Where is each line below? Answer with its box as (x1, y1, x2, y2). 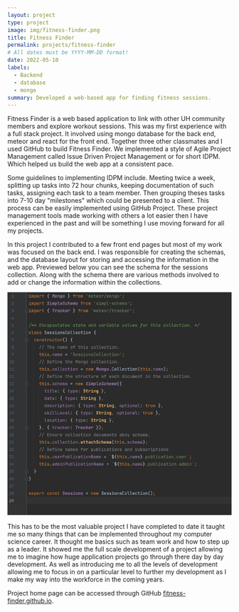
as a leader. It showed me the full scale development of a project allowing (7, 545, 223, 554)
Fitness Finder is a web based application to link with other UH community (7, 115, 225, 123)
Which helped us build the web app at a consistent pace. (7, 160, 174, 169)
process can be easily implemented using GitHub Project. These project (7, 204, 218, 213)
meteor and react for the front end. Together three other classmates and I (7, 137, 223, 146)
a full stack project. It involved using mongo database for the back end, (7, 130, 216, 138)
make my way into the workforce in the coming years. (7, 575, 165, 584)
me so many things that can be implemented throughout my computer (7, 530, 213, 539)
